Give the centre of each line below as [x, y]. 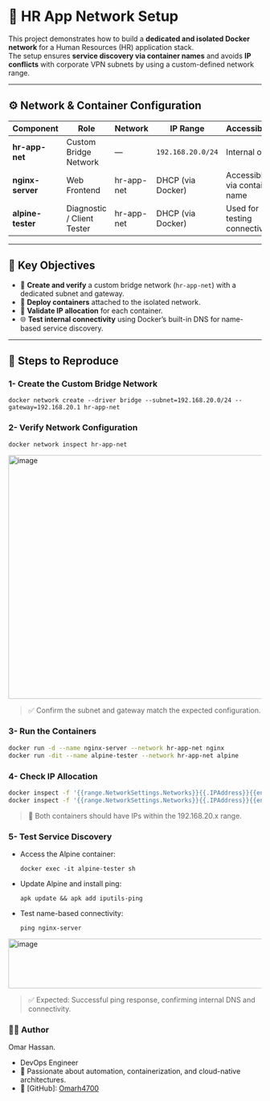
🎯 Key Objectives [52, 266]
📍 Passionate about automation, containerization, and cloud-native [130, 1071]
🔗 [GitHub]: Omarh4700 [59, 1088]
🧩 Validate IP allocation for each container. [91, 310]
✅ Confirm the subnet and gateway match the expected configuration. [144, 710]
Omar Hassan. [32, 1047]
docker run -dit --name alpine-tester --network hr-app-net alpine [124, 755]
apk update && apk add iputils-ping [81, 898]
